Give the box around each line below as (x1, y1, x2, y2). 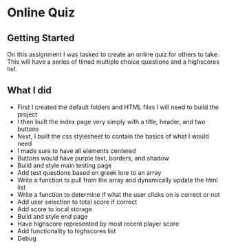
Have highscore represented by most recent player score (17, 220, 180, 228)
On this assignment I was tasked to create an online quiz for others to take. (7, 50, 219, 58)
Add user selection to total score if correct (17, 198, 138, 206)
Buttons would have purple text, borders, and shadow (17, 154, 170, 162)
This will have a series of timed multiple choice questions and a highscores (7, 58, 220, 66)
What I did (7, 84, 52, 97)
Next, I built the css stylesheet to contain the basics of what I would (17, 132, 209, 140)
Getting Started (7, 32, 75, 44)
